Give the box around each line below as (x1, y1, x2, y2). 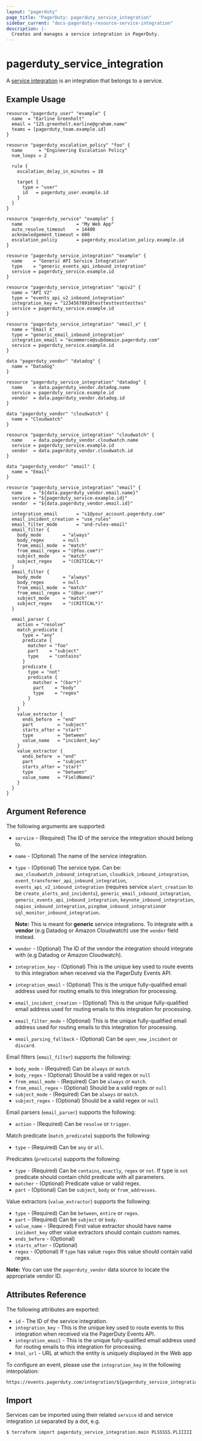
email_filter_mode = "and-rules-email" (11, 521, 128, 528)
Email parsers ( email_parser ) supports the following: (6, 1109, 136, 1116)
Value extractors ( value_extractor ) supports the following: (6, 1198, 151, 1205)
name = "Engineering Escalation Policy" (11, 147, 128, 154)
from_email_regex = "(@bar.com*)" (17, 590, 103, 596)
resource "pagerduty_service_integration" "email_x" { (6, 321, 147, 327)
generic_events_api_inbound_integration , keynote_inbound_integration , (14, 895, 195, 903)
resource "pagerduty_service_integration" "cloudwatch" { (6, 432, 155, 438)
